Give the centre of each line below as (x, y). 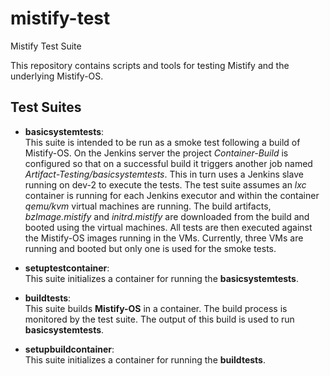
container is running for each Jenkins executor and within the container (172, 195)
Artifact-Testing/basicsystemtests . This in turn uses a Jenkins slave (164, 174)
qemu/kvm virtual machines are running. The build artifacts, (148, 206)
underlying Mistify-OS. (57, 76)
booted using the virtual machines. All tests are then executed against (168, 227)
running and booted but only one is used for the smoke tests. (150, 248)
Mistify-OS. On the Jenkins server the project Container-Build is (156, 153)
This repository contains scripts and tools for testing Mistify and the (150, 65)
